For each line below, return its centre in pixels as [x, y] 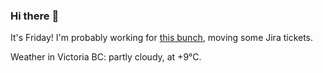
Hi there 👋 [35, 16]
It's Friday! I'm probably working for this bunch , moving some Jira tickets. [162, 38]
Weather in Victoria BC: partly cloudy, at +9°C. [106, 57]
